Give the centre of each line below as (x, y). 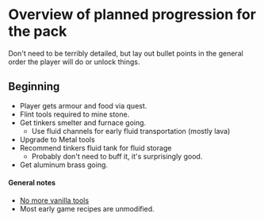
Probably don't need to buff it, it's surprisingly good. (117, 156)
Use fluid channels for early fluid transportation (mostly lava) (131, 131)
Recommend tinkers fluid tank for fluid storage (96, 147)
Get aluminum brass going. (64, 165)
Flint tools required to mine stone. (75, 114)
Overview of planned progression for (132, 15)
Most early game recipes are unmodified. (87, 208)
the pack (38, 31)
